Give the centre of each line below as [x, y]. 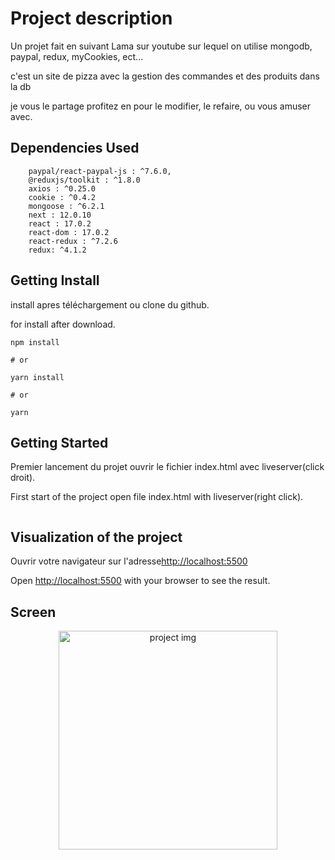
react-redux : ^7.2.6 [73, 241]
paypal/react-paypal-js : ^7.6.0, [100, 171]
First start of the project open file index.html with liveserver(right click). [157, 497]
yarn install [37, 377]
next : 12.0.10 [60, 215]
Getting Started [59, 442]
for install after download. [63, 324]
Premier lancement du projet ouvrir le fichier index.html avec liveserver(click [167, 467]
